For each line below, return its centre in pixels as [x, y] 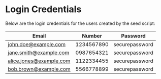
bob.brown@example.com [39, 69]
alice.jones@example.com [39, 61]
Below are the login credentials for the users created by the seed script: [80, 23]
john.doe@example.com [37, 44]
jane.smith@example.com [39, 53]
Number [92, 35]
